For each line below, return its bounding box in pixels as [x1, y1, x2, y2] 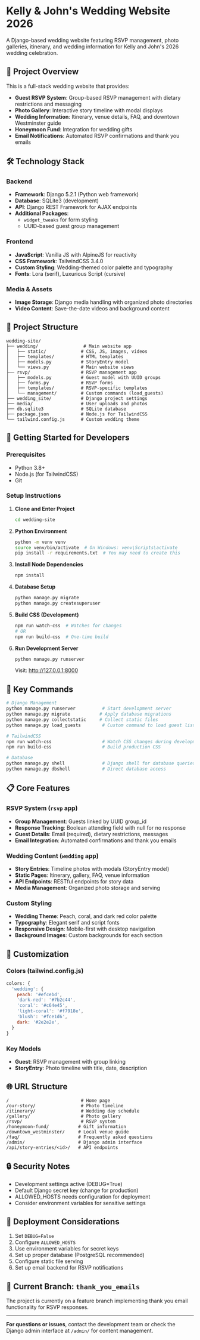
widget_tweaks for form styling [23, 216, 98, 223]
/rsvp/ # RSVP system [6, 1118, 116, 1125]
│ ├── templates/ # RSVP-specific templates [6, 385, 148, 391]
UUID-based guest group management [23, 223, 120, 230]
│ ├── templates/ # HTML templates [6, 353, 124, 359]
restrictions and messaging [14, 100, 82, 107]
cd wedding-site [14, 516, 55, 523]
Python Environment [14, 527, 67, 535]
